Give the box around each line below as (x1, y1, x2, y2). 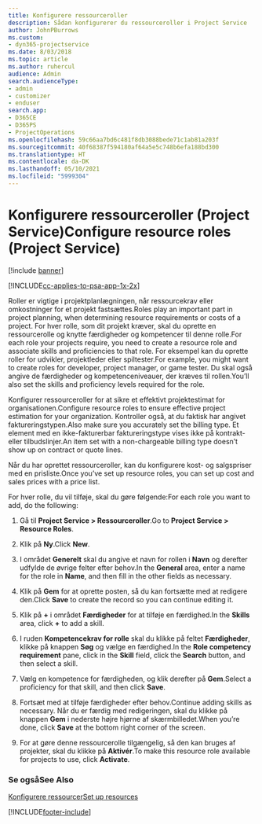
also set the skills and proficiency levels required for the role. (8, 379, 206, 389)
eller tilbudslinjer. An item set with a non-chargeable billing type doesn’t (8, 436, 238, 446)
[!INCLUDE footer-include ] (8, 807, 92, 817)
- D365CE (8, 114, 37, 122)
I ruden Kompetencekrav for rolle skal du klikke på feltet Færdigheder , (19, 634, 250, 643)
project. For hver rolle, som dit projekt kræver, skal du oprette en (8, 321, 217, 330)
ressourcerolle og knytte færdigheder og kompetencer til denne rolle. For (8, 329, 242, 339)
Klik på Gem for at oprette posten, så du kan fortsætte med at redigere (19, 587, 248, 596)
